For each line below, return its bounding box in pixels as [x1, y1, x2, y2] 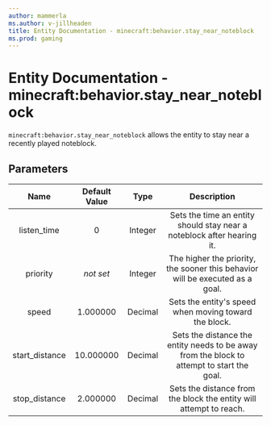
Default [81, 186, 111, 197]
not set [83, 268, 110, 279]
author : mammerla [8, 11, 67, 20]
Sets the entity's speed [169, 296, 256, 307]
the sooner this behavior [166, 263, 259, 274]
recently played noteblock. [8, 139, 97, 148]
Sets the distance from [169, 383, 256, 394]
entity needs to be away [166, 340, 258, 351]
